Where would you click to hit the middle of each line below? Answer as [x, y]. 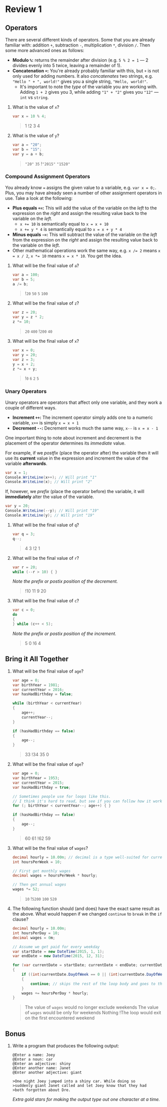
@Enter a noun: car [33, 1059]
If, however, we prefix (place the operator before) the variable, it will [75, 492]
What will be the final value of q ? [46, 525]
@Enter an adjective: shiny [41, 1064]
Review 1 [24, 9]
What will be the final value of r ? [46, 558]
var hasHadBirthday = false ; [43, 694]
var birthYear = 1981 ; [36, 685]
